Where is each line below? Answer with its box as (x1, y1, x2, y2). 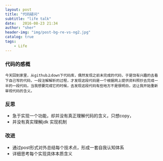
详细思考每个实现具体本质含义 (12, 150, 72, 157)
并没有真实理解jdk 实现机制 (12, 119, 67, 125)
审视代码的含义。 (5, 89, 35, 93)
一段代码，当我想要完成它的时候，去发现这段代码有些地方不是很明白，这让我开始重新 (12, 83, 158, 88)
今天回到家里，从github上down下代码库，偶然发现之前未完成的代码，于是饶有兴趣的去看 (5, 73, 158, 78)
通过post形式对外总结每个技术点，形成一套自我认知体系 (12, 144, 124, 150)
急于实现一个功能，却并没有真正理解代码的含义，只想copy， (12, 113, 134, 119)
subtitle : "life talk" (5, 16, 51, 21)
